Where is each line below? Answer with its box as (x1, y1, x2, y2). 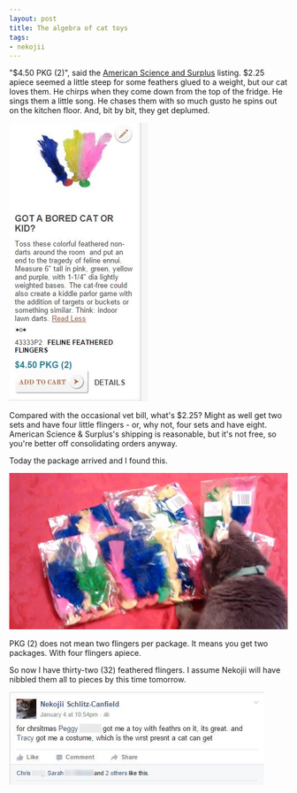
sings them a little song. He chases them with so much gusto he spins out (9, 95, 278, 106)
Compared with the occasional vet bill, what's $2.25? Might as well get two (9, 410, 283, 421)
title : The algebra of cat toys (9, 23, 128, 33)
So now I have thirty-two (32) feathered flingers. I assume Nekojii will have (9, 665, 281, 675)
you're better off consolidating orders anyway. (9, 438, 179, 449)
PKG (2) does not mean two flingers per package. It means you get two (9, 638, 269, 649)
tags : (9, 33, 29, 42)
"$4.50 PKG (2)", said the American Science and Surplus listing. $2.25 (9, 67, 265, 79)
